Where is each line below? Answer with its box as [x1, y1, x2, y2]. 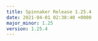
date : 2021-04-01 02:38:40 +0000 [6, 14, 92, 20]
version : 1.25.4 [6, 25, 48, 32]
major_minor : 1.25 [6, 20, 53, 26]
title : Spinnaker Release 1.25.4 [6, 8, 92, 15]
